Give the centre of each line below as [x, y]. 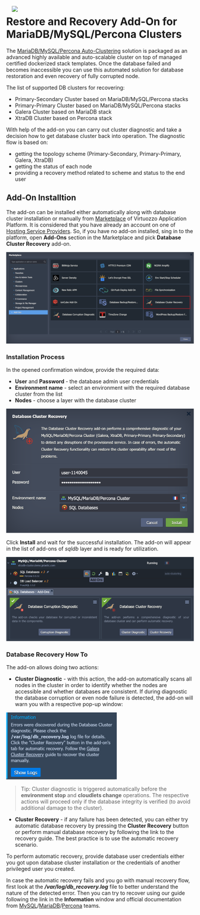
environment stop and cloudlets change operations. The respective [105, 795]
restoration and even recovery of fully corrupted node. [73, 76]
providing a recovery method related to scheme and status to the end [100, 173]
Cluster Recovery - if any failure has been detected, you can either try [101, 819]
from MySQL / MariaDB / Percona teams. [53, 905]
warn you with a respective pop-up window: [69, 704]
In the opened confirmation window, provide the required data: [83, 370]
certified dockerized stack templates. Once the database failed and [89, 63]
